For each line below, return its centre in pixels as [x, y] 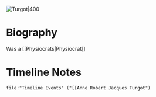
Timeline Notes [44, 72]
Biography [32, 33]
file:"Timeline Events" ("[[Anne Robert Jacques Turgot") [78, 88]
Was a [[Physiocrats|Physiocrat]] [46, 49]
